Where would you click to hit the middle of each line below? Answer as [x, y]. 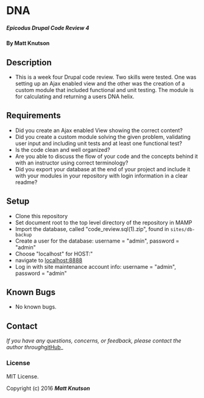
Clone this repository [41, 216]
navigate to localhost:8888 [49, 260]
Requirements [33, 115]
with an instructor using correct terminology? [72, 163]
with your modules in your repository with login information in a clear [101, 176]
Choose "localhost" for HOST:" [54, 254]
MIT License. [23, 376]
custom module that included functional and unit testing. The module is [104, 90]
